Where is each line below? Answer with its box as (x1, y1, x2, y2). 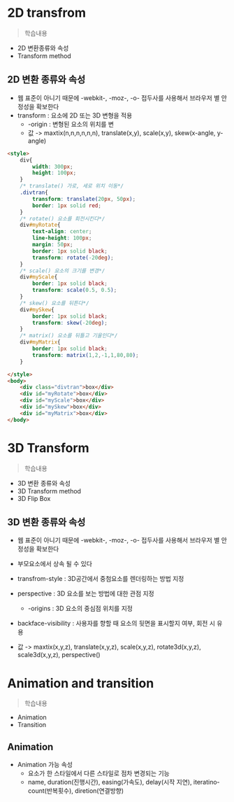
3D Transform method (17, 486, 82, 495)
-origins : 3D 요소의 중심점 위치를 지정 (27, 604, 133, 613)
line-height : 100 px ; (32, 234, 92, 242)
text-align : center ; (32, 228, 92, 235)
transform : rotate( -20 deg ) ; (32, 254, 114, 261)
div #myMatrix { (20, 339, 61, 346)
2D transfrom (7, 5, 86, 21)
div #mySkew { (20, 306, 54, 313)
